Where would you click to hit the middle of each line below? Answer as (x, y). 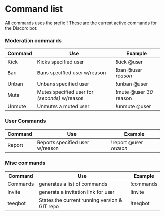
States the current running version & (81, 200)
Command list (34, 9)
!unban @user (132, 84)
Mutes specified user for (65, 92)
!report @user (127, 142)
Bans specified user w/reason (71, 73)
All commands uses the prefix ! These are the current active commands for (81, 23)
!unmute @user (133, 106)
